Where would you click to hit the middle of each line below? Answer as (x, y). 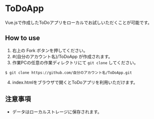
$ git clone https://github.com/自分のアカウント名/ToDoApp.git (68, 73)
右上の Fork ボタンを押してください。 (50, 50)
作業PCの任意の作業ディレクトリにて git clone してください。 (75, 62)
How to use (22, 38)
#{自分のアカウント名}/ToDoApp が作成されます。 (62, 56)
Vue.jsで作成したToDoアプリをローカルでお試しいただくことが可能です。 (79, 22)
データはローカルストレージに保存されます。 (57, 112)
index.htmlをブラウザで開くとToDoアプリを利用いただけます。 (75, 82)
